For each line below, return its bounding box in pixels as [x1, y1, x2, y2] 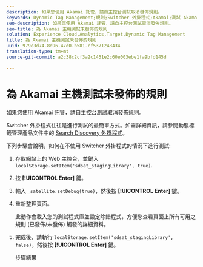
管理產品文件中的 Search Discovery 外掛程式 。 [11, 129, 128, 137]
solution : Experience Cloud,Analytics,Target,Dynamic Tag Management [6, 32, 186, 38]
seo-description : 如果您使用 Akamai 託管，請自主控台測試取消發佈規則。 [6, 20, 174, 26]
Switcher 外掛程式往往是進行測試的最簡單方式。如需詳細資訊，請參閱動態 [6, 121, 189, 129]
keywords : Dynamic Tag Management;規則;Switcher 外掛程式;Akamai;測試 [6, 15, 181, 21]
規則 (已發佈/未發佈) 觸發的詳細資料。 [15, 220, 109, 228]
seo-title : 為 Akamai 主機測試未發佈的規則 [6, 25, 108, 32]
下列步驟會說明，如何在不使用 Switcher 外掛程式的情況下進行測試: [6, 142, 171, 149]
